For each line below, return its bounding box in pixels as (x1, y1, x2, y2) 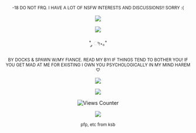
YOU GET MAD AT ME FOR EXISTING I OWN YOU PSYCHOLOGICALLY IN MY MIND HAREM (5, 62, 191, 68)
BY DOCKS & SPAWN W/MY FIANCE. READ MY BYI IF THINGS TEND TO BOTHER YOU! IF (8, 57, 188, 63)
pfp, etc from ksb (80, 122, 116, 128)
